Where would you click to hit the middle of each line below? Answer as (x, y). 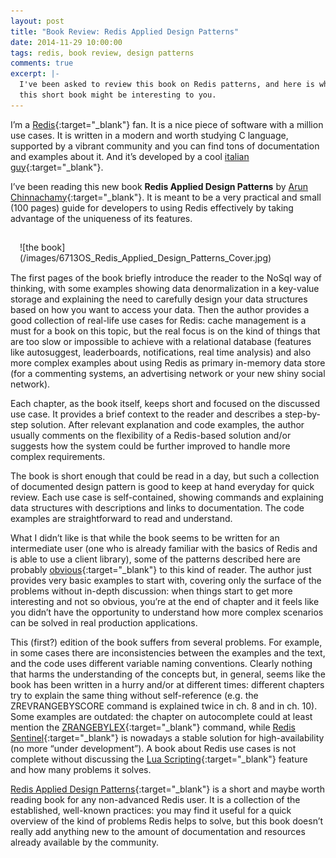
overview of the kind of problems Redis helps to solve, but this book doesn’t (167, 821)
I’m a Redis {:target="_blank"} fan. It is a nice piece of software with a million (167, 124)
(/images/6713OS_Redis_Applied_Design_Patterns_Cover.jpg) (145, 257)
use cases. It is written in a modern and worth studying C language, (149, 135)
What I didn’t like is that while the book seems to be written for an (145, 537)
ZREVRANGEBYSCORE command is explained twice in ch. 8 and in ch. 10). (164, 706)
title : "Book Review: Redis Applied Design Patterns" (125, 31)
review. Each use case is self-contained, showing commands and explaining (167, 497)
